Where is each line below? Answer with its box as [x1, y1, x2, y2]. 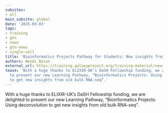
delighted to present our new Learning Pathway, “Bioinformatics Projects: [5, 96, 156, 102]
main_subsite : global [5, 17, 50, 22]
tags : [5, 26, 16, 31]
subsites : [5, 7, 26, 13]
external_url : [5, 63, 35, 68]
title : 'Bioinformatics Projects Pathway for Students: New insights [5, 54, 153, 59]
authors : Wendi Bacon [5, 59, 50, 64]
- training [5, 31, 28, 36]
